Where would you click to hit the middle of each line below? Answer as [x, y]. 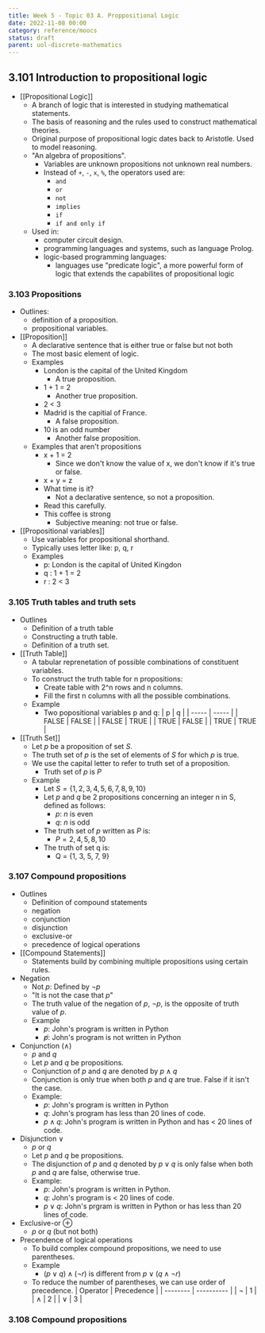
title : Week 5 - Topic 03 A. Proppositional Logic [94, 15]
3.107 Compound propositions [67, 876]
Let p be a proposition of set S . [82, 746]
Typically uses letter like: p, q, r [82, 548]
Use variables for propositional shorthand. [100, 539]
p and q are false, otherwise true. [86, 1172]
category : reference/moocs [53, 30]
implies [68, 207]
